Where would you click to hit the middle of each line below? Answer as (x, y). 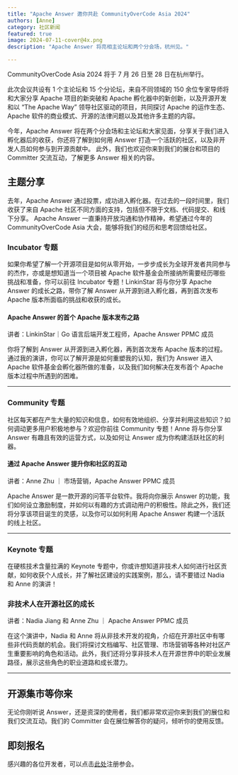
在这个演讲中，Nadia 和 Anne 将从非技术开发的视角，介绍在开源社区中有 (113, 636)
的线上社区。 (26, 522)
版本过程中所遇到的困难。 (45, 376)
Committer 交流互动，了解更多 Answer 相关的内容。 (83, 158)
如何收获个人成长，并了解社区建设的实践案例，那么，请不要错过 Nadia (122, 575)
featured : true (30, 34)
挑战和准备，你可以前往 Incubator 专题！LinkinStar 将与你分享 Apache (110, 282)
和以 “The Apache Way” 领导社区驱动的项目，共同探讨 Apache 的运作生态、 (118, 107)
